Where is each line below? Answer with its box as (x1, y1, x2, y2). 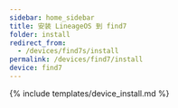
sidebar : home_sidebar (9, 13, 95, 22)
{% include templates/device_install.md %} (9, 87, 170, 99)
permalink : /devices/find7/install (9, 55, 144, 64)
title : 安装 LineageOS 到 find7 (9, 22, 127, 31)
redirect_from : (9, 38, 67, 48)
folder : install (9, 30, 70, 39)
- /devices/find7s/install (17, 47, 119, 56)
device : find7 (9, 64, 63, 73)
